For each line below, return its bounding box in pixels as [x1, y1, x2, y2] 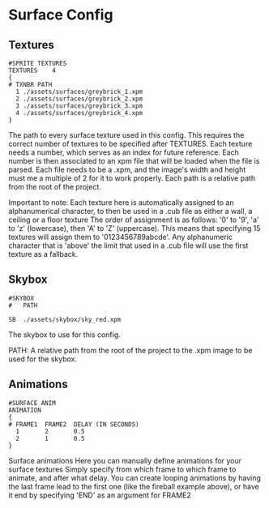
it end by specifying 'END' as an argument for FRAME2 [8, 490, 192, 500]
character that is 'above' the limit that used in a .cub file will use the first [8, 241, 249, 250]
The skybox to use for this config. [8, 330, 122, 339]
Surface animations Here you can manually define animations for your [8, 455, 241, 465]
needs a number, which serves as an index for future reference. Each [8, 147, 239, 157]
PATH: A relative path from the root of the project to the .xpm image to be [8, 345, 253, 355]
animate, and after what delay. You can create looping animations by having [8, 472, 262, 483]
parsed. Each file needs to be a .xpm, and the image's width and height [8, 164, 246, 174]
